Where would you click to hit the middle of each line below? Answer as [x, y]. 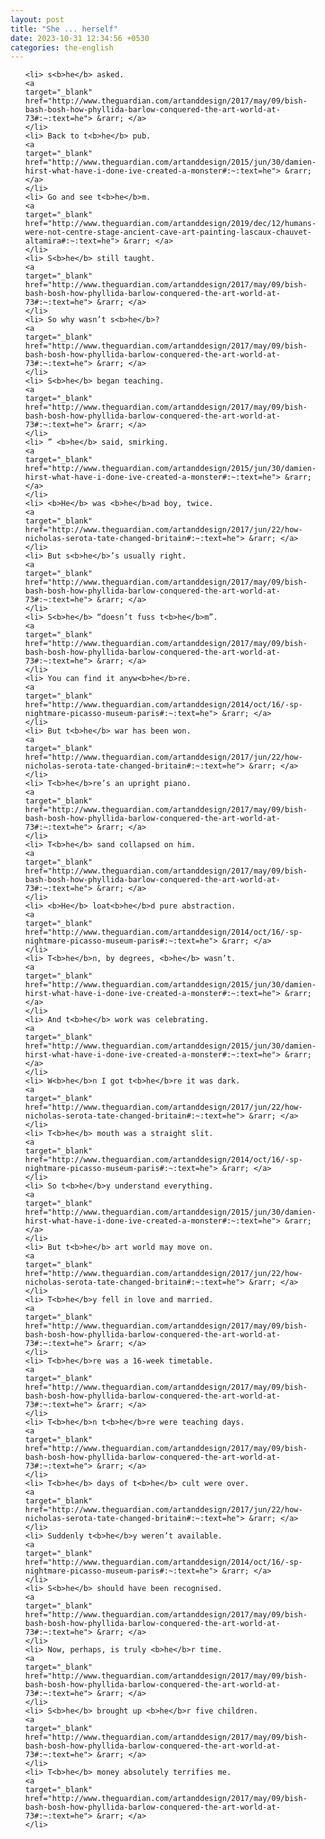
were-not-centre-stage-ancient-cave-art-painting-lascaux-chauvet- [168, 232]
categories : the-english [62, 47]
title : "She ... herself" [64, 29]
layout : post [37, 19]
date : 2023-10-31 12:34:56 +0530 [80, 38]
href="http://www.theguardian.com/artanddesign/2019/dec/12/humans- [170, 224]
